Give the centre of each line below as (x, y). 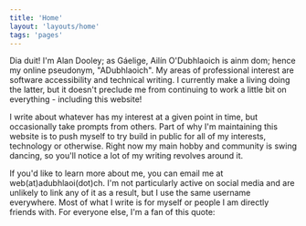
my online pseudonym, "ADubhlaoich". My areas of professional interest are (152, 70)
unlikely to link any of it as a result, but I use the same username (130, 193)
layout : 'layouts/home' (55, 26)
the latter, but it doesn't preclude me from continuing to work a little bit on (148, 90)
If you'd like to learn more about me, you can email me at (116, 173)
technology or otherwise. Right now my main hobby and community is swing (153, 146)
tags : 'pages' (37, 35)
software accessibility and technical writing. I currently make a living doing (150, 80)
